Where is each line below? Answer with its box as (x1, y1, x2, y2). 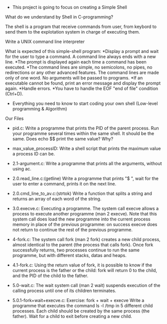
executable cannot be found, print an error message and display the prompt (5, 80, 161, 86)
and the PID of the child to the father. (12, 272, 89, 278)
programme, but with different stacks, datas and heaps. (12, 252, 127, 258)
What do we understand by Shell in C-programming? (5, 14, 114, 19)
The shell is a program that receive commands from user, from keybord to (5, 23, 157, 29)
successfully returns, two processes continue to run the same (12, 247, 140, 253)
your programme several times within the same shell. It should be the (12, 130, 155, 136)
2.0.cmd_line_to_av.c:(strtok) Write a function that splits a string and (12, 190, 152, 196)
